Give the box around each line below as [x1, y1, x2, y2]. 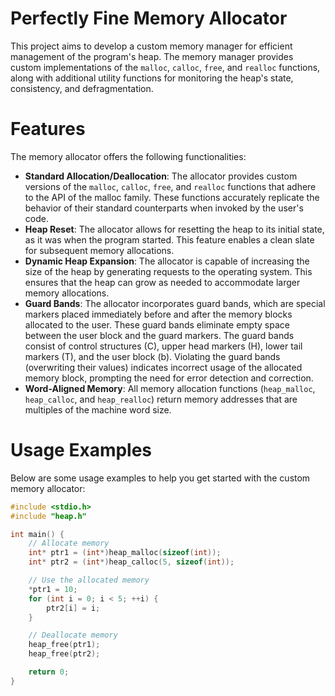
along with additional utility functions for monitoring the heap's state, [10, 72, 294, 84]
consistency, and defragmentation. [10, 82, 154, 94]
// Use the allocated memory [28, 575, 150, 586]
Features [10, 118, 86, 141]
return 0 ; [28, 667, 70, 677]
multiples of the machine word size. [24, 403, 172, 416]
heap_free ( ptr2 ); [28, 649, 101, 659]
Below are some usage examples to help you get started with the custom [10, 472, 311, 484]
